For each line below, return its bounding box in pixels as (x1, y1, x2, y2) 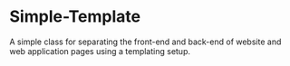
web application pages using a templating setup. (9, 45, 191, 56)
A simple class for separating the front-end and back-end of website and (9, 36, 282, 47)
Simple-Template (9, 6, 141, 27)
